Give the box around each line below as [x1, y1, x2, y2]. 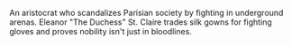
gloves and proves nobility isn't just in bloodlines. [9, 26, 192, 36]
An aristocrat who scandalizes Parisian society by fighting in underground [9, 8, 284, 18]
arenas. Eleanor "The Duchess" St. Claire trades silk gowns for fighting [9, 17, 272, 27]
